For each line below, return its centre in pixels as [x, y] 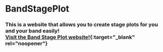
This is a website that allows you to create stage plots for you [82, 25]
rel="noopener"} [26, 43]
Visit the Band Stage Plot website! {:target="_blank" [70, 37]
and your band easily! [32, 31]
